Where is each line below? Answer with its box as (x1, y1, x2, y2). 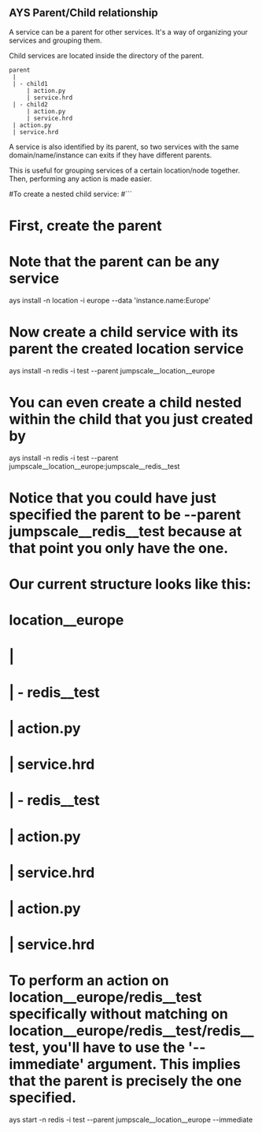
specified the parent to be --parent (9, 506, 242, 523)
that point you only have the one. (9, 540, 229, 557)
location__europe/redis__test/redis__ (9, 1022, 254, 1040)
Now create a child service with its (9, 323, 238, 341)
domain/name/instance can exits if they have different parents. (9, 150, 212, 160)
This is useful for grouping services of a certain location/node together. (9, 165, 241, 175)
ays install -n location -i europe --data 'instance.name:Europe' (9, 295, 211, 305)
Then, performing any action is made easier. (9, 173, 153, 184)
